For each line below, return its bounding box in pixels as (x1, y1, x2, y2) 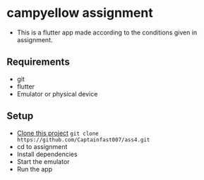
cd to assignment (16, 142, 68, 150)
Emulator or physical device (16, 89, 98, 98)
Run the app (16, 165, 53, 173)
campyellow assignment (6, 5, 153, 21)
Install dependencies (16, 150, 78, 158)
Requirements (6, 56, 70, 68)
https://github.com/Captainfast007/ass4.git (16, 136, 150, 143)
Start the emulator (16, 157, 70, 166)
